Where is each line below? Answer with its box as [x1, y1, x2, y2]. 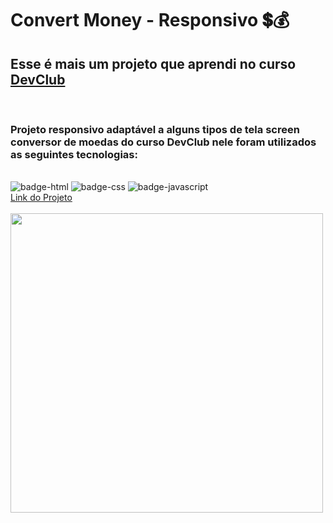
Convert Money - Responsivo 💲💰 [10, 9, 290, 32]
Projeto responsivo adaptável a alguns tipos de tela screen [10, 122, 300, 136]
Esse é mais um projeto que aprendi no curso [10, 55, 297, 72]
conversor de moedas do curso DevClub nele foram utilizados [10, 135, 317, 149]
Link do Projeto [10, 192, 73, 204]
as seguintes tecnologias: [10, 147, 138, 161]
